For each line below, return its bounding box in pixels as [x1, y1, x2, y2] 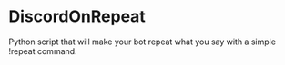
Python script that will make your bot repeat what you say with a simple [8, 36, 277, 47]
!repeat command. [8, 45, 78, 56]
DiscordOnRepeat [8, 6, 147, 27]
